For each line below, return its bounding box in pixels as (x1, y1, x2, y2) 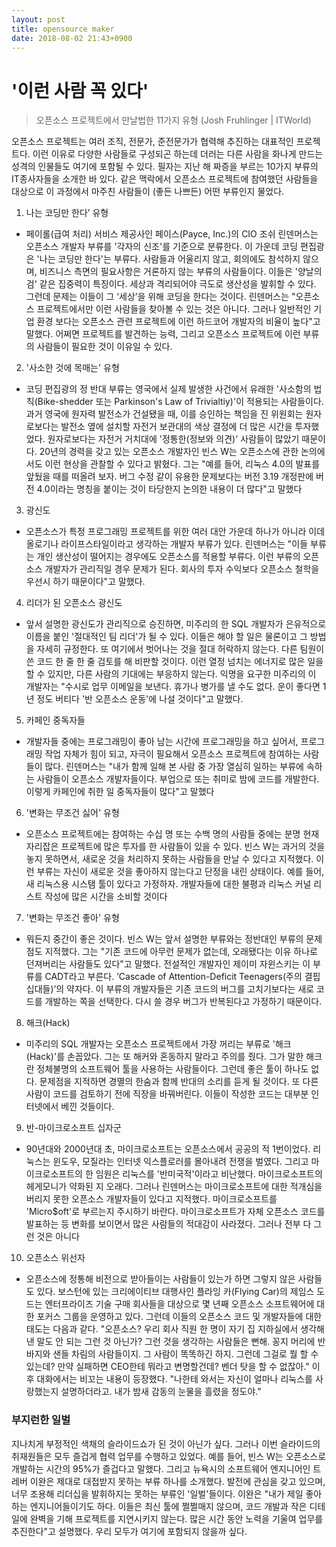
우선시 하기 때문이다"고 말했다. (25, 576, 146, 588)
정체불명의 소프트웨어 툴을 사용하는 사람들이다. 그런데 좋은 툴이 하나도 (36, 1063, 309, 1075)
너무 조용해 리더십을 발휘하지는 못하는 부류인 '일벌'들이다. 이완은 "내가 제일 (11, 1487, 304, 1500)
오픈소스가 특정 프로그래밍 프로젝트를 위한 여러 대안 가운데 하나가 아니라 (25, 526, 307, 538)
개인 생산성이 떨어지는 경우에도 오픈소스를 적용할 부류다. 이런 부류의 (36, 551, 301, 563)
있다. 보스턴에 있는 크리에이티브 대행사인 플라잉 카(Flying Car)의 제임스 (36, 1286, 315, 1298)
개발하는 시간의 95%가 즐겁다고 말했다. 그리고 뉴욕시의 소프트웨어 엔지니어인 (11, 1462, 311, 1475)
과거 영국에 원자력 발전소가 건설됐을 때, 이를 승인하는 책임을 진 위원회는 (25, 408, 304, 420)
